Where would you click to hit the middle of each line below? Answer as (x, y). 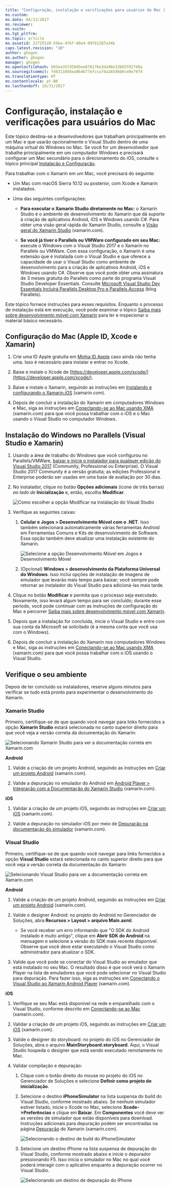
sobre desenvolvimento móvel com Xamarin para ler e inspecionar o (77, 315)
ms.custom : (17, 15)
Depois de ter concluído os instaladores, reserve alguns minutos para (78, 687)
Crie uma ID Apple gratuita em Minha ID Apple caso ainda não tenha (84, 357)
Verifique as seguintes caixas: (44, 512)
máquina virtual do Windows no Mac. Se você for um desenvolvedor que (82, 147)
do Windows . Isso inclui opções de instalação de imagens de (85, 575)
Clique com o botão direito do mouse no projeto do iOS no (81, 1075)
